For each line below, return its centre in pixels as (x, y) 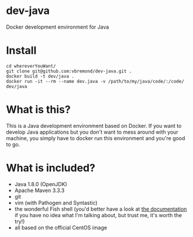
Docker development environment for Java (58, 27)
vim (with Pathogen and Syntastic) (56, 203)
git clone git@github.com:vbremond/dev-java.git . (69, 71)
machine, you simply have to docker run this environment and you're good (96, 138)
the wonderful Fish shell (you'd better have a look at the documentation (101, 209)
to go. (13, 144)
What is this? (39, 110)
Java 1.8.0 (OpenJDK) (41, 184)
